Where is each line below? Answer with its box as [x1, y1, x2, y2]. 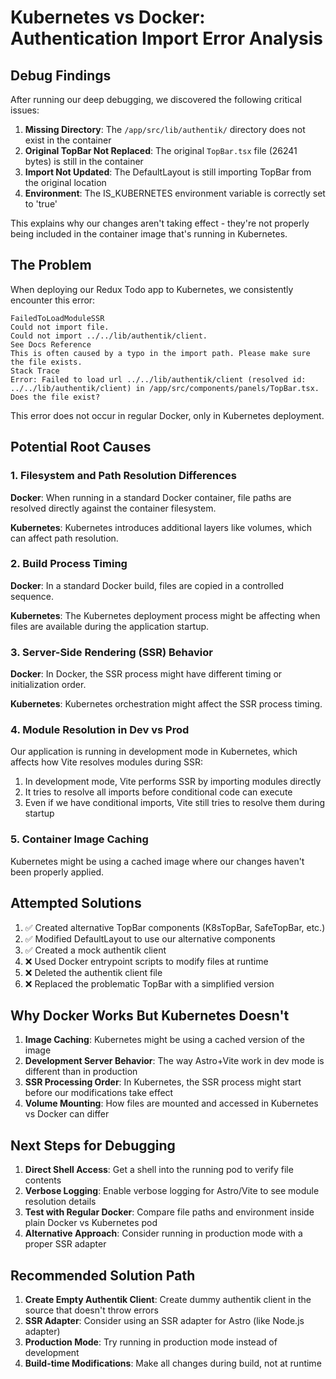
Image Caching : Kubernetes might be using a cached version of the [24, 1034, 305, 1046]
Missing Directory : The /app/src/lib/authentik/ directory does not [24, 124, 306, 135]
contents [24, 1174, 62, 1186]
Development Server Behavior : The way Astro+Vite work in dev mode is [24, 1055, 325, 1067]
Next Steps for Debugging [10, 1137, 176, 1154]
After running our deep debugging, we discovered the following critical [10, 94, 302, 105]
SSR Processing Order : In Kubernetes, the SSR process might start [24, 1076, 302, 1088]
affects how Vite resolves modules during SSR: [10, 756, 203, 768]
